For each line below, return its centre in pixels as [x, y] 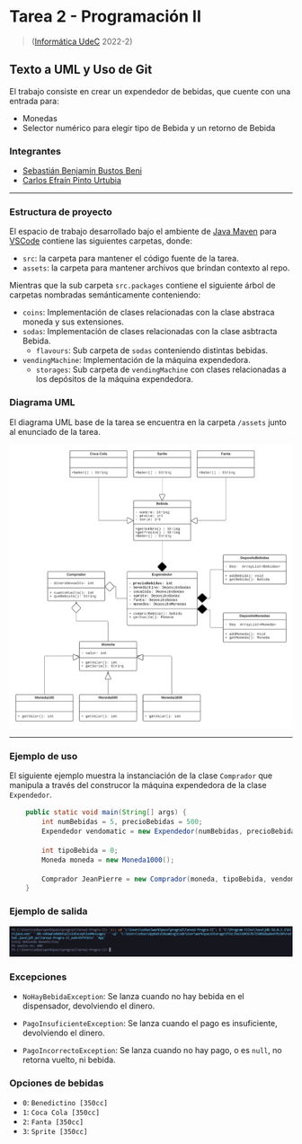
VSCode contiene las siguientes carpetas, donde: [101, 241]
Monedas [40, 118]
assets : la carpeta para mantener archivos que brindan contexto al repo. [156, 268]
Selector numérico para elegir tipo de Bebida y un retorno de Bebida [149, 128]
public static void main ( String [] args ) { [106, 812]
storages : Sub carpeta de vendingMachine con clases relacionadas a [161, 369]
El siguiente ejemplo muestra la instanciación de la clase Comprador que [141, 776]
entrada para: [35, 101]
